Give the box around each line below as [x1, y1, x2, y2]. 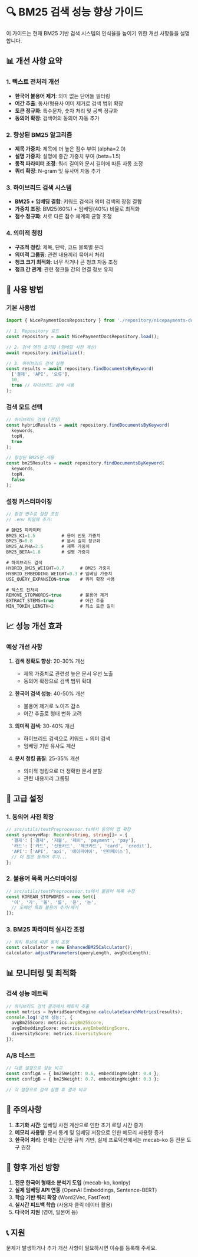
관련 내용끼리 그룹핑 [23, 774, 70, 782]
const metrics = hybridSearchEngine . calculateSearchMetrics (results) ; [6, 1009, 183, 1015]
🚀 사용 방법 [6, 284, 44, 294]
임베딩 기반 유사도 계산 [23, 742, 76, 749]
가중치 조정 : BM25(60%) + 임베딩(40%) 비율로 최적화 [14, 205, 140, 212]
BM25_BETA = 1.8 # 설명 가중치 [6, 549, 90, 555]
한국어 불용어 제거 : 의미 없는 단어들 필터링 [14, 92, 111, 99]
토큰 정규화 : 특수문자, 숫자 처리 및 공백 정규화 [14, 107, 118, 114]
